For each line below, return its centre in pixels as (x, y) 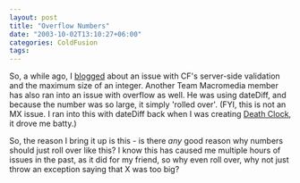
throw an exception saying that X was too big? (94, 170)
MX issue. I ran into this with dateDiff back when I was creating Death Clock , (150, 114)
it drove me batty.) (43, 124)
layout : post (34, 17)
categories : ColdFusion (54, 42)
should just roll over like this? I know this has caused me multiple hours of (145, 150)
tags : (19, 51)
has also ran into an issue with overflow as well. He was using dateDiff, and (148, 96)
